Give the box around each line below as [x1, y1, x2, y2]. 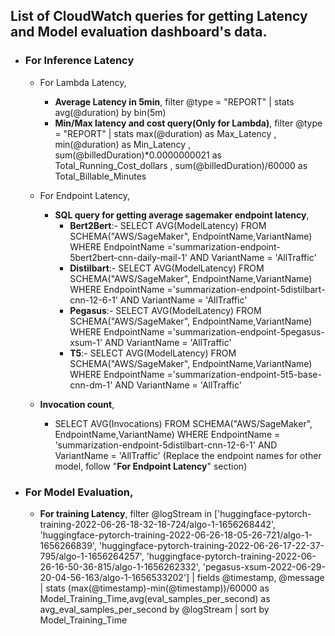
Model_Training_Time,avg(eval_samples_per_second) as [39, 592, 271, 604]
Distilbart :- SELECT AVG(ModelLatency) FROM [69, 262, 265, 274]
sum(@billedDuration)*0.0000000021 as [54, 149, 222, 161]
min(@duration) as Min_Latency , [54, 138, 192, 150]
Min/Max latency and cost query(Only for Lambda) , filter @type [54, 117, 323, 129]
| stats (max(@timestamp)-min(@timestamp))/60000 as [39, 582, 270, 594]
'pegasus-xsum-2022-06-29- [202, 560, 326, 573]
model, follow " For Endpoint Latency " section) [54, 460, 248, 472]
